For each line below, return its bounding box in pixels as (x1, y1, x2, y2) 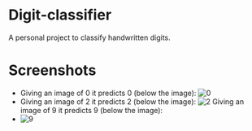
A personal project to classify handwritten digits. (8, 33, 171, 42)
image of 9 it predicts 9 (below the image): (20, 105, 163, 115)
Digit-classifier (8, 6, 112, 24)
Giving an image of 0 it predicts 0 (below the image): (20, 88, 197, 98)
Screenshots (8, 61, 97, 80)
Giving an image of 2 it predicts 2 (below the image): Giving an (20, 96, 245, 107)
